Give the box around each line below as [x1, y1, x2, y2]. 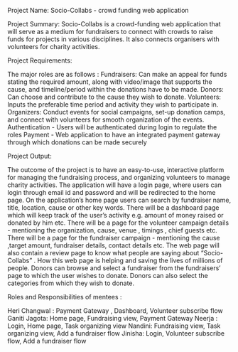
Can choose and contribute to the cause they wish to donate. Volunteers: [7, 92, 222, 101]
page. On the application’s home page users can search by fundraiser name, [7, 196, 232, 204]
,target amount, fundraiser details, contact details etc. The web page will [7, 241, 220, 250]
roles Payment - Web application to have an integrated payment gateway [7, 131, 221, 139]
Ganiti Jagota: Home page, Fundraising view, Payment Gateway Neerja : [7, 314, 218, 322]
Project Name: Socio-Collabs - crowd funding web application [7, 6, 190, 14]
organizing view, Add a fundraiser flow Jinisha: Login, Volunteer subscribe [7, 329, 225, 337]
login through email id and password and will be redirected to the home [7, 188, 216, 196]
